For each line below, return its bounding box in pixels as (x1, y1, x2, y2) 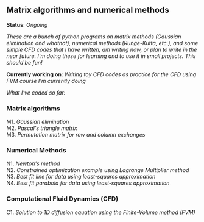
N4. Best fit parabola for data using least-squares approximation (6, 179, 170, 187)
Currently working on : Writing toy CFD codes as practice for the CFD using (6, 70, 197, 78)
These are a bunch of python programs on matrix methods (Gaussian (6, 33, 181, 40)
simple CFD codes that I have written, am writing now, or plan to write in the (6, 46, 197, 53)
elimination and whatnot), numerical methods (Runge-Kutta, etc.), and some (6, 39, 199, 46)
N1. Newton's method (6, 160, 60, 167)
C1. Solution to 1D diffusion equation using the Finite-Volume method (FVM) (6, 209, 196, 216)
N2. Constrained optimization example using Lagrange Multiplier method (6, 167, 189, 174)
